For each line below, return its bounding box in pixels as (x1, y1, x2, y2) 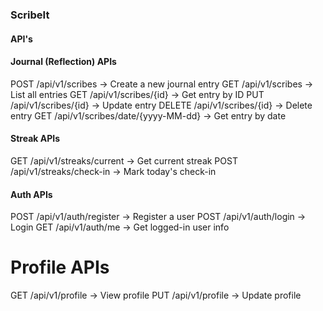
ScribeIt (10, 8, 50, 22)
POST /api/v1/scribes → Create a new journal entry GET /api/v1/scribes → (10, 78, 314, 90)
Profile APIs (10, 256, 110, 279)
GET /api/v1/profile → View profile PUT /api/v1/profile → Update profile (10, 289, 302, 302)
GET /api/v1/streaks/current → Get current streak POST (10, 154, 238, 167)
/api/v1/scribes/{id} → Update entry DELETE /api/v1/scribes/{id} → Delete (10, 99, 313, 111)
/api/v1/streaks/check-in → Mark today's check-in (10, 165, 217, 177)
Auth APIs (10, 188, 53, 200)
